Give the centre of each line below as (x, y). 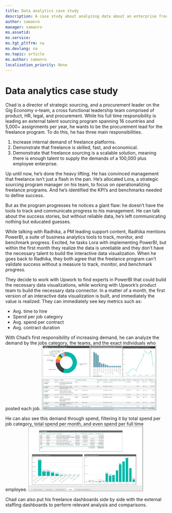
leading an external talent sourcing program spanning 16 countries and (80, 121)
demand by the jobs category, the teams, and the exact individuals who (81, 343)
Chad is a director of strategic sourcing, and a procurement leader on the (82, 105)
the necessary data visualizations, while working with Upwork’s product (81, 285)
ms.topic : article (25, 54)
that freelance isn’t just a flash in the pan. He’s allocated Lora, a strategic (82, 179)
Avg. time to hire (30, 311)
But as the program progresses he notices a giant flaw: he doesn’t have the (84, 205)
